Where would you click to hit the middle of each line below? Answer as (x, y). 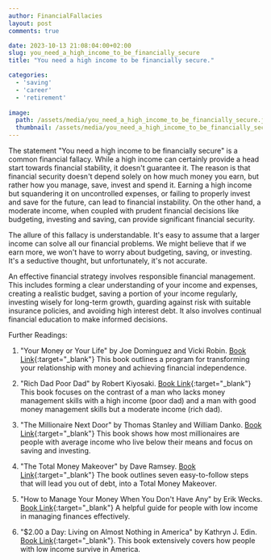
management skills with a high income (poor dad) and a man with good (138, 400)
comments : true (34, 31)
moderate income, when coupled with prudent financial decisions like (124, 211)
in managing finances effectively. (75, 516)
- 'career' (34, 90)
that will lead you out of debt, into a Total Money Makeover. (119, 483)
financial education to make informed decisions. (88, 319)
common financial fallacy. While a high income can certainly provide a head (134, 159)
